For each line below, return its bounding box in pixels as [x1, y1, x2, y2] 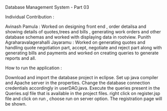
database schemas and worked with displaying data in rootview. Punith [5, 34, 151, 40]
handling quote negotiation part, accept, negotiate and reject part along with [5, 45, 162, 50]
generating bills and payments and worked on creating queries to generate [5, 50, 159, 56]
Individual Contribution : [5, 14, 55, 19]
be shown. [5, 101, 27, 107]
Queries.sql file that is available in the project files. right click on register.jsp [5, 91, 161, 96]
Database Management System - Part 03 [5, 4, 89, 10]
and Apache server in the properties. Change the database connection [5, 80, 151, 86]
